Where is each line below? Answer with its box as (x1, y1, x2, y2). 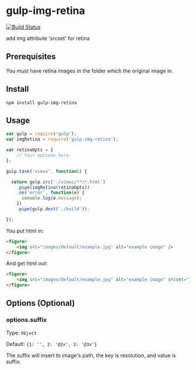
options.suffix (6, 316, 47, 324)
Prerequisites (6, 51, 56, 62)
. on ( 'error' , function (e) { (16, 190, 85, 196)
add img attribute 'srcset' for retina (6, 34, 90, 42)
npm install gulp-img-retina (6, 99, 77, 106)
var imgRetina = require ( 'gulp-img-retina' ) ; (6, 136, 118, 143)
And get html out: (6, 260, 48, 267)
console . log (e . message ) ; (21, 195, 82, 201)
